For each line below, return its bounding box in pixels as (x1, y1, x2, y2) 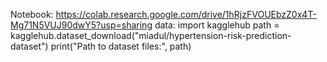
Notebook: (10, 9, 54, 20)
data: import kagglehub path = (154, 19, 280, 31)
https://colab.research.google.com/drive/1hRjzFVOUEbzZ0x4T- (55, 9, 317, 20)
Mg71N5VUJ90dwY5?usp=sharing (10, 19, 153, 31)
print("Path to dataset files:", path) (50, 40, 192, 52)
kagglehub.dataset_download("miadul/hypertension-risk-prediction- (10, 30, 292, 41)
